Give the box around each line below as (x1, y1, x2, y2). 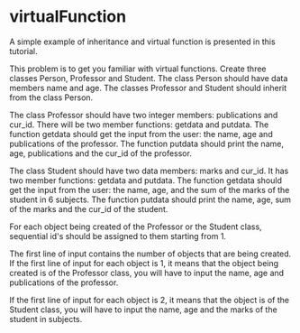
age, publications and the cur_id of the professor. (9, 147, 192, 159)
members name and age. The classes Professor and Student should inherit (9, 82, 287, 93)
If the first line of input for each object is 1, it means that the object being (9, 257, 279, 268)
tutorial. (9, 45, 38, 56)
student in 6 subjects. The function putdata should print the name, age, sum (9, 194, 291, 205)
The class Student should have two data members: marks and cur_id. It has (9, 165, 289, 176)
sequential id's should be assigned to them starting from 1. (9, 230, 227, 241)
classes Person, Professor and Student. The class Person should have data (9, 72, 288, 83)
